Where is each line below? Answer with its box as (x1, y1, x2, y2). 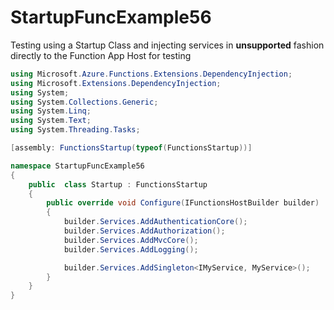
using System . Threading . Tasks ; (10, 125, 141, 135)
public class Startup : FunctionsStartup (28, 179, 208, 190)
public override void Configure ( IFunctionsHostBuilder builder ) (46, 198, 320, 208)
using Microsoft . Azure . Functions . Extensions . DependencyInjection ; (10, 69, 293, 79)
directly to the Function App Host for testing (10, 49, 192, 61)
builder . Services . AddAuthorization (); (63, 226, 226, 236)
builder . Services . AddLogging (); (63, 244, 199, 255)
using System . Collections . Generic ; (10, 97, 159, 107)
